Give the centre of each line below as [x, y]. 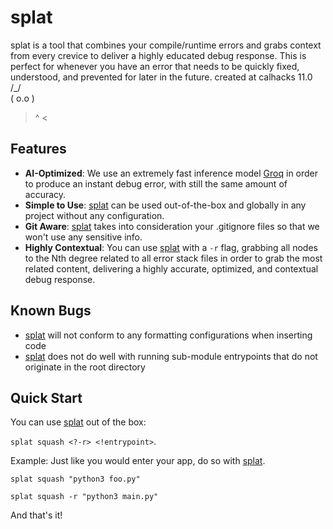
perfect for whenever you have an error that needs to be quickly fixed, [155, 66]
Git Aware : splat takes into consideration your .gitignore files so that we [172, 226]
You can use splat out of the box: [78, 422]
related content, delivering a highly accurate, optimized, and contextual [171, 268]
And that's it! [36, 515]
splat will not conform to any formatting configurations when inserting [168, 335]
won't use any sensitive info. [83, 237]
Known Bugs [51, 311]
